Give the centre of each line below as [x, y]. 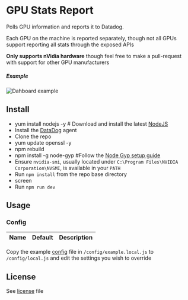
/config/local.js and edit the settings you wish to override [79, 258]
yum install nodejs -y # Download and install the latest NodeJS [91, 124]
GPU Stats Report [50, 10]
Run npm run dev [35, 187]
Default [42, 238]
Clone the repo [33, 136]
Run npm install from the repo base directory [71, 174]
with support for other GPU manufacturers [58, 62]
